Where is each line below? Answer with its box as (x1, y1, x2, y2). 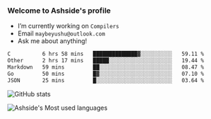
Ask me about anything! (17, 37, 87, 45)
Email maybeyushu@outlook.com (17, 29, 105, 38)
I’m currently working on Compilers (17, 22, 120, 30)
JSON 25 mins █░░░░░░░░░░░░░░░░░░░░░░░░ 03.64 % (7, 76, 204, 84)
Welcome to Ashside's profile (7, 6, 111, 16)
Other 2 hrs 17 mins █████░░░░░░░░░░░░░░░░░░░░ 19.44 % (7, 57, 204, 64)
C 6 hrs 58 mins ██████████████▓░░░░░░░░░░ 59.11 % (7, 50, 204, 58)
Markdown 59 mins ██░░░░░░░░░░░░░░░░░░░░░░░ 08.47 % (7, 64, 204, 71)
